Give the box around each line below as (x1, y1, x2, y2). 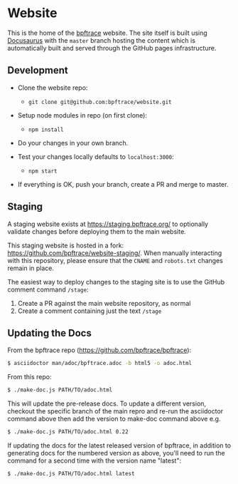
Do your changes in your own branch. (17, 138, 129, 147)
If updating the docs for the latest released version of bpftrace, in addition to (7, 441, 232, 450)
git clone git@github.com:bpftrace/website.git (28, 98, 172, 105)
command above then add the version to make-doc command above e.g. (7, 415, 221, 423)
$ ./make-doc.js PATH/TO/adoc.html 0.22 (7, 428, 129, 436)
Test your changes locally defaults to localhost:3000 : (17, 152, 174, 161)
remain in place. (7, 264, 55, 272)
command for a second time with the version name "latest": (7, 456, 182, 465)
